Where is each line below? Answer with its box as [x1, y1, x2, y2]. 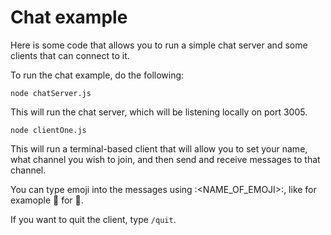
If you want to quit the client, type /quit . [10, 213, 177, 225]
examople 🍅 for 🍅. [10, 194, 84, 206]
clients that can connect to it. [10, 49, 130, 61]
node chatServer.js [10, 88, 92, 98]
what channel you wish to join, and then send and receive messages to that [10, 153, 321, 165]
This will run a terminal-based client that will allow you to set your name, [10, 142, 308, 155]
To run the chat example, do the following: [10, 69, 185, 81]
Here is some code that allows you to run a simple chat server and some [10, 39, 308, 51]
